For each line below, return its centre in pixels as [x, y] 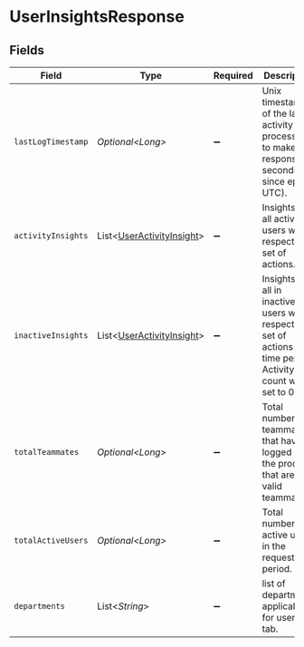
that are [278, 475]
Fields [27, 50]
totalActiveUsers [51, 541]
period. [277, 569]
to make [279, 147]
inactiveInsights [51, 336]
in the [274, 546]
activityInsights [51, 236]
